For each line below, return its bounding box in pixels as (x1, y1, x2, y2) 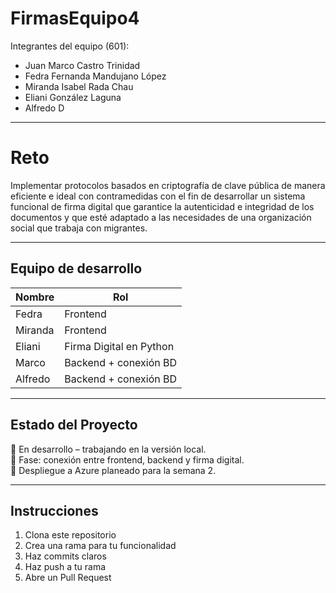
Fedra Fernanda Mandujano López (24, 70, 167, 82)
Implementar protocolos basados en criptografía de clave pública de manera (10, 179, 326, 191)
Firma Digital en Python (64, 339, 175, 353)
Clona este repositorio (24, 529, 117, 541)
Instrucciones (10, 502, 99, 519)
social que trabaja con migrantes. (10, 222, 148, 234)
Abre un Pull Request (24, 572, 112, 584)
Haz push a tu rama (24, 561, 107, 573)
